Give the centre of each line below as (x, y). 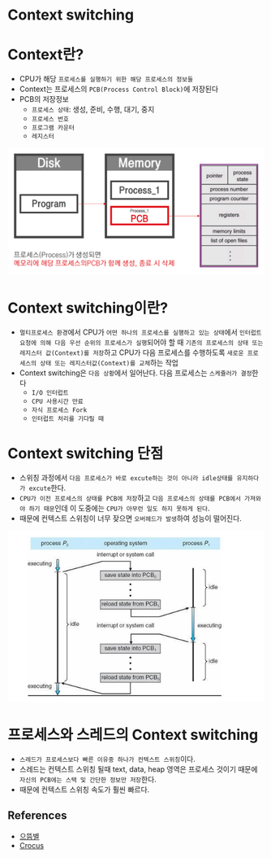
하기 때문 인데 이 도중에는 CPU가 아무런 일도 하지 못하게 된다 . (119, 508)
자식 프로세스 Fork (59, 410)
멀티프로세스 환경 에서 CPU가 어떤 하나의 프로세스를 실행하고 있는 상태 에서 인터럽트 (140, 332)
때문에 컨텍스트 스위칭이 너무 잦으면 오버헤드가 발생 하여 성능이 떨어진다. (131, 518)
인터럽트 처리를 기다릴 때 (68, 418)
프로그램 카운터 (53, 128)
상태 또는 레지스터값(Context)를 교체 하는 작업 (109, 362)
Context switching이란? (88, 308)
